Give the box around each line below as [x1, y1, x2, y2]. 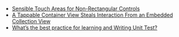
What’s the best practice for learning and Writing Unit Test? [11, 24, 158, 31]
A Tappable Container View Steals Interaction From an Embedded [11, 11, 173, 18]
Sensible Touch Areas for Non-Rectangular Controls [11, 5, 140, 12]
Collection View [11, 18, 51, 24]
